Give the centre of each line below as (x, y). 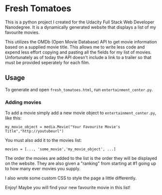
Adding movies (23, 102)
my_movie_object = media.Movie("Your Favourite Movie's (63, 127)
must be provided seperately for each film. (48, 62)
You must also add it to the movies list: (43, 140)
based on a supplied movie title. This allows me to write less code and (75, 47)
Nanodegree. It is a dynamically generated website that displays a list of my (81, 27)
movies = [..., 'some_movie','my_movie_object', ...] (61, 149)
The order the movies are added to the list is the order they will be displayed (81, 158)
